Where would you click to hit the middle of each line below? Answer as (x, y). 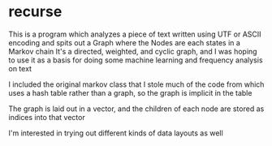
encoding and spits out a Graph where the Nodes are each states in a (125, 42)
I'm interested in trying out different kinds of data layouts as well (116, 133)
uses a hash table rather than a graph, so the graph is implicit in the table (130, 92)
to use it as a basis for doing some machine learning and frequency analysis (136, 60)
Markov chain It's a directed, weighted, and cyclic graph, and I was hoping (133, 51)
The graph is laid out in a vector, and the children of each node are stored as (136, 109)
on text (20, 68)
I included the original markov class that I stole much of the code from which (136, 84)
